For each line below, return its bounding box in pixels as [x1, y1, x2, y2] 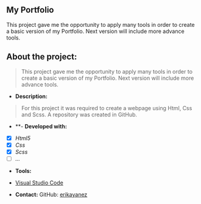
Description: [15, 93, 48, 100]
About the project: [6, 52, 77, 62]
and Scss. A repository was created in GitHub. [21, 111, 138, 118]
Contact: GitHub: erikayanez [15, 191, 88, 198]
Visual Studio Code [15, 179, 64, 186]
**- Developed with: [15, 122, 67, 130]
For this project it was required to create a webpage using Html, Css [21, 104, 192, 111]
